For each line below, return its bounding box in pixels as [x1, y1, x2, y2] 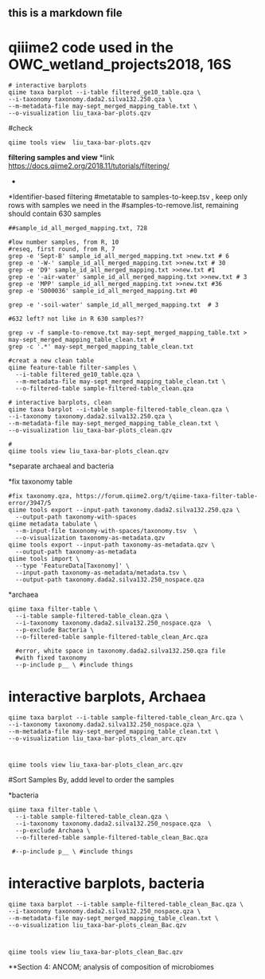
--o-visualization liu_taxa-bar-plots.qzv [8, 109, 151, 118]
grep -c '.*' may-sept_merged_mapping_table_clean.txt [8, 343, 194, 351]
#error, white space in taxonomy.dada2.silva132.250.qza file [15, 647, 226, 656]
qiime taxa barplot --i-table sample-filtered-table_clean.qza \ [8, 405, 229, 413]
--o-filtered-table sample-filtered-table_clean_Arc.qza [15, 633, 208, 641]
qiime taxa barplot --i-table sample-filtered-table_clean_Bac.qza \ [8, 900, 244, 909]
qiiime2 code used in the [8, 38, 173, 57]
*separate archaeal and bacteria [8, 461, 114, 471]
